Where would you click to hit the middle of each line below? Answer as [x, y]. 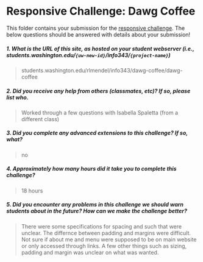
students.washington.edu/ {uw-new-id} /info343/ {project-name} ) [88, 55]
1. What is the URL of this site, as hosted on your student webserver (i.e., [100, 48]
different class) [40, 119]
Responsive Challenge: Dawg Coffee [101, 11]
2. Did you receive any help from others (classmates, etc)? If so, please [98, 91]
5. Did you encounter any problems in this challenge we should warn [95, 205]
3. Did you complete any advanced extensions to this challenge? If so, [97, 133]
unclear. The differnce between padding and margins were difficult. [106, 233]
